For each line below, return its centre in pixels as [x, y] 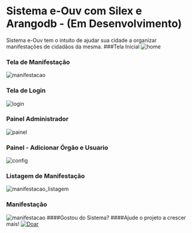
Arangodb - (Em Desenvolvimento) [94, 24]
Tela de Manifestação [38, 62]
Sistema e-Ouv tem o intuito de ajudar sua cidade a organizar [81, 40]
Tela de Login [26, 91]
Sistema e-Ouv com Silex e [74, 11]
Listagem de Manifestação [46, 176]
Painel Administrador [37, 119]
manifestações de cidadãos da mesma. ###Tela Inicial [73, 47]
